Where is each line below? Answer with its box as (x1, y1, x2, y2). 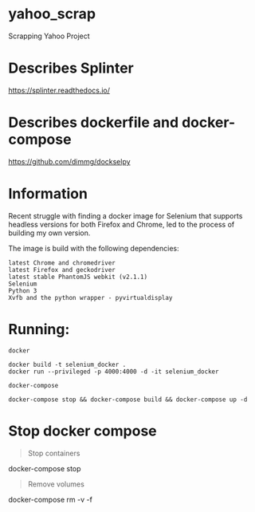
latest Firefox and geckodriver (8, 266, 116, 274)
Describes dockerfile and (8, 113, 179, 132)
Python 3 (8, 286, 37, 295)
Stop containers (27, 448, 80, 458)
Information (8, 185, 88, 203)
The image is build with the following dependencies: (8, 243, 179, 253)
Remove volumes (27, 479, 85, 489)
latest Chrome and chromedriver (8, 258, 116, 267)
